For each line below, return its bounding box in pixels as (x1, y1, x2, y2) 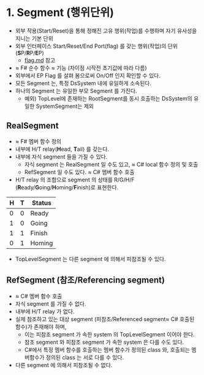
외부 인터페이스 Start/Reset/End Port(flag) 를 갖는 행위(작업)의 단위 (15, 42, 178, 50)
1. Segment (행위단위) (6, 6, 115, 20)
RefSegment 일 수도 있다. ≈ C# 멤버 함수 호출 (24, 168, 135, 175)
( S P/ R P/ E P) (15, 49, 44, 56)
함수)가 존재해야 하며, (15, 323, 67, 330)
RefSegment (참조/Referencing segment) (6, 275, 165, 286)
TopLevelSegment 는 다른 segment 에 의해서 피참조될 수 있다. (15, 255, 166, 262)
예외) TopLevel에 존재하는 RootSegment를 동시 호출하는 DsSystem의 (24, 94, 193, 102)
